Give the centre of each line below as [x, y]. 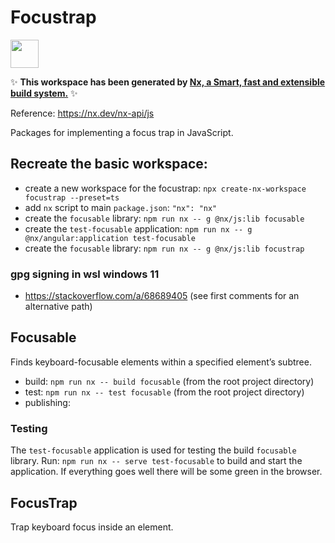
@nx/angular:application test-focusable [110, 238]
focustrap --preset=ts [72, 197]
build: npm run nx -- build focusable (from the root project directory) [169, 381]
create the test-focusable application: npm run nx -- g [138, 228]
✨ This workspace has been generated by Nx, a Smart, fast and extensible [168, 82]
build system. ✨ [44, 93]
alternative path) [58, 307]
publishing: [47, 402]
